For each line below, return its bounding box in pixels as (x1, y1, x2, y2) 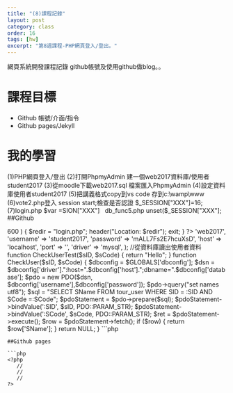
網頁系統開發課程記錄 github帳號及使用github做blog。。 (7, 63, 165, 70)
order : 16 (7, 29, 36, 37)
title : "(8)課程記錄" (7, 10, 66, 17)
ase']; (7, 273, 24, 281)
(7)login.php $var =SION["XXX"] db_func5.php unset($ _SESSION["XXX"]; (7, 206, 222, 214)
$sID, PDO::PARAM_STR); (60, 302, 134, 310)
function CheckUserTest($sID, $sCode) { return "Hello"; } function (7, 250, 197, 259)
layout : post (7, 17, 45, 24)
